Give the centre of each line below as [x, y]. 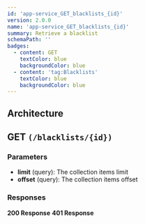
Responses [27, 197]
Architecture [36, 113]
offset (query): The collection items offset [77, 179]
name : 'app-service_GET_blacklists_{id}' [68, 27]
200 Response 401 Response [51, 213]
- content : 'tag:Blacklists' [56, 72]
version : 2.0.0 [29, 20]
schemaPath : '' [29, 40]
